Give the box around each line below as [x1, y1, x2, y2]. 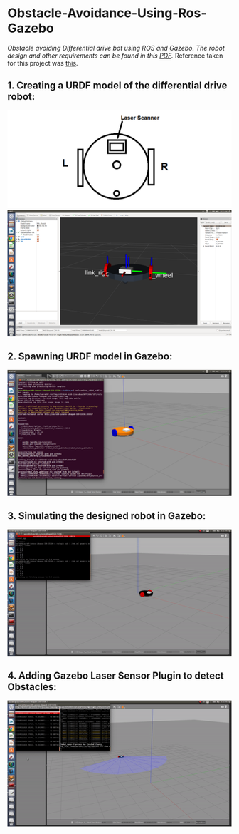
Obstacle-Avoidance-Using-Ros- [7, 5, 208, 21]
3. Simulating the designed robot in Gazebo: [7, 510, 206, 522]
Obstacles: [7, 681, 57, 693]
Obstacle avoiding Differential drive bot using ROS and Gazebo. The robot [7, 43, 225, 52]
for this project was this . [7, 58, 78, 67]
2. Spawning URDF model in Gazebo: [7, 351, 173, 363]
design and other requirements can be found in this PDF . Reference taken [7, 51, 223, 60]
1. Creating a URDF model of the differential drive [7, 80, 228, 92]
